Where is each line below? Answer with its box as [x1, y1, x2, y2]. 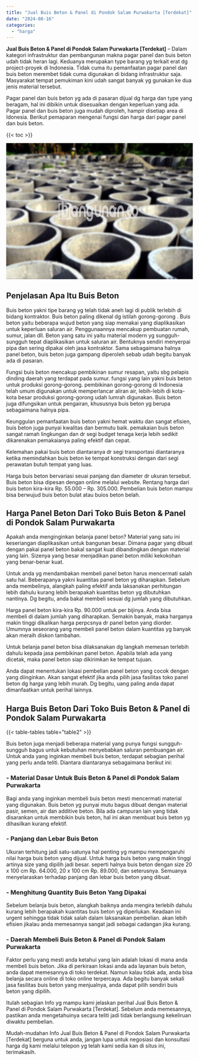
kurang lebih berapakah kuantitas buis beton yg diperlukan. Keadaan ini [6, 908, 181, 915]
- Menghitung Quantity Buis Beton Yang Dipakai [6, 888, 147, 896]
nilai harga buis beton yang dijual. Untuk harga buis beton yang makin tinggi [6, 854, 191, 861]
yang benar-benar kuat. [6, 558, 64, 566]
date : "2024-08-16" [6, 15, 54, 22]
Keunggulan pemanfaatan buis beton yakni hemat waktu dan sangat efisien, [6, 418, 191, 425]
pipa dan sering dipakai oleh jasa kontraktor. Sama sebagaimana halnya [6, 344, 181, 351]
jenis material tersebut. [6, 83, 62, 90]
